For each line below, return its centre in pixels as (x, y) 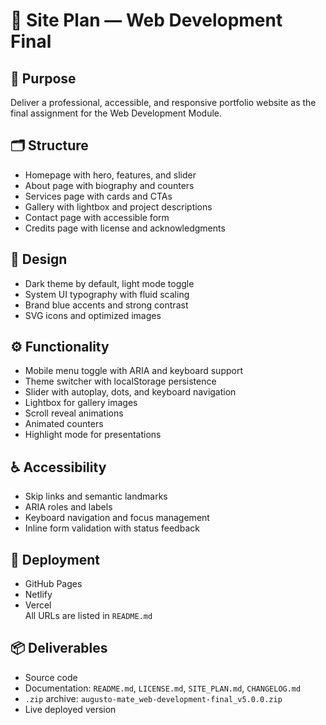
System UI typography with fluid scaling (107, 294)
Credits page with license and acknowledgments (125, 228)
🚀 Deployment (55, 559)
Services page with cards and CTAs (98, 196)
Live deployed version (70, 709)
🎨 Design (39, 259)
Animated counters (64, 424)
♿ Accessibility (58, 467)
